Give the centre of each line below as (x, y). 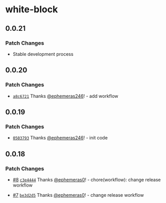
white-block (32, 9)
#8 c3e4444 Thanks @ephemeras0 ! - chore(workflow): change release (87, 179)
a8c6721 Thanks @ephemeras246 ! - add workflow (66, 96)
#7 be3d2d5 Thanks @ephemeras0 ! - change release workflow (78, 195)
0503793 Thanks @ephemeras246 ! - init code (60, 138)
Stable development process (43, 54)
